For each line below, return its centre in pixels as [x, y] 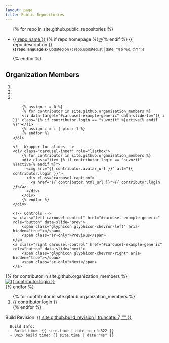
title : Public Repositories [35, 15]
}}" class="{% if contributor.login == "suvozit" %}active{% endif [85, 120]
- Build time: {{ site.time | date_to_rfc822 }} [62, 331]
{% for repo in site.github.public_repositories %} [63, 29]
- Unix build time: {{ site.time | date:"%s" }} [62, 335]
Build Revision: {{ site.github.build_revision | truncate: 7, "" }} [68, 317]
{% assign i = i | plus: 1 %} [54, 129]
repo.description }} [32, 44]
